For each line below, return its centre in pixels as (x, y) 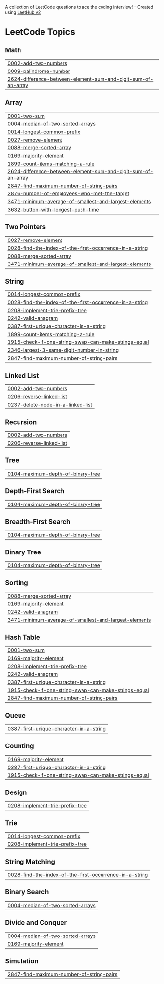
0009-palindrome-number (39, 71)
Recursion (21, 422)
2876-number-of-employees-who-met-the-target (68, 193)
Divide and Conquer (36, 923)
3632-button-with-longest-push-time (53, 209)
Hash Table (22, 637)
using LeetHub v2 (23, 12)
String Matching (30, 862)
